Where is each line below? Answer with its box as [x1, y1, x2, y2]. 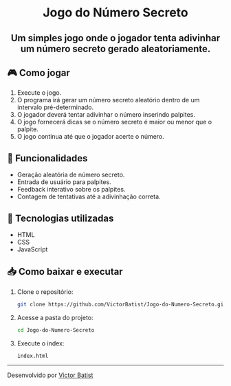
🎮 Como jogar [7, 67, 70, 78]
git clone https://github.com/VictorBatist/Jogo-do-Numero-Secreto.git [16, 301, 227, 308]
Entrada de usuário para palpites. [16, 178, 111, 186]
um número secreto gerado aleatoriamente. [20, 43, 211, 54]
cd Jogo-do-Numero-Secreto [16, 326, 95, 334]
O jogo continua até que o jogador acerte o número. [16, 133, 165, 141]
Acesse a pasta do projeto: [16, 313, 94, 321]
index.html [16, 352, 49, 359]
